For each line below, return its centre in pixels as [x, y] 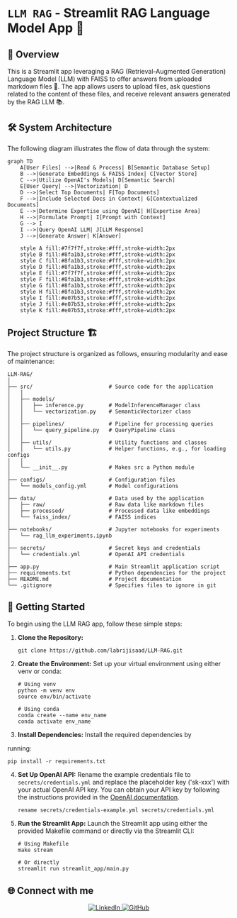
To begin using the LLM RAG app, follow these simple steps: [95, 624]
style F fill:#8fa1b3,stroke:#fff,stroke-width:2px [98, 279]
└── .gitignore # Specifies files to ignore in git [112, 585]
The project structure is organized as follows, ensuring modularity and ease [117, 353]
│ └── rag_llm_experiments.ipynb [60, 536]
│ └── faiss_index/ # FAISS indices [82, 517]
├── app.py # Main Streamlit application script [114, 566]
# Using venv [37, 685]
